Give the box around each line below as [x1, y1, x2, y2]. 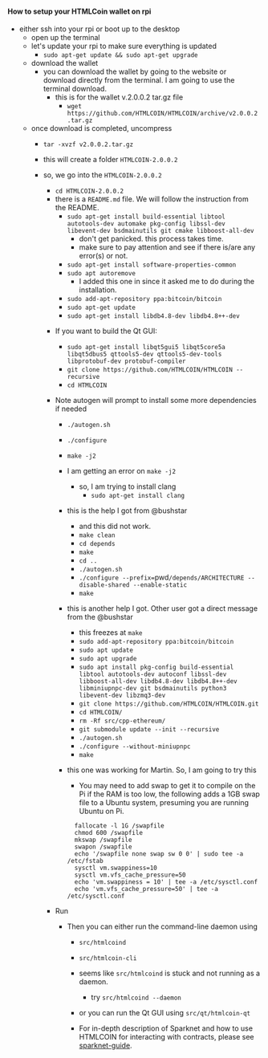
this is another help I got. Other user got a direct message [67, 604, 258, 613]
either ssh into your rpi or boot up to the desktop [18, 24, 181, 34]
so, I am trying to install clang [79, 482, 177, 491]
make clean [79, 531, 116, 539]
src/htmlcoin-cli [79, 954, 137, 962]
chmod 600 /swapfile [74, 829, 144, 837]
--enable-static [132, 581, 188, 589]
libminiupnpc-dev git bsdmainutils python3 [79, 685, 227, 693]
